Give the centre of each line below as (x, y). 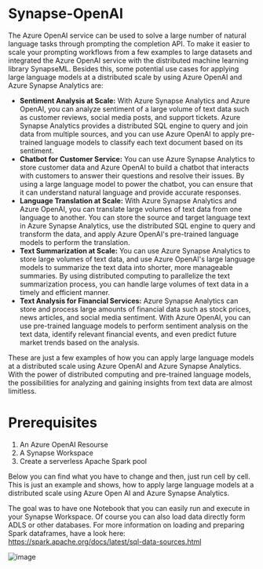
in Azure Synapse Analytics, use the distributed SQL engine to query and (137, 225)
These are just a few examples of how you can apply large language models (131, 357)
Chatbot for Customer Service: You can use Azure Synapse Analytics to (137, 159)
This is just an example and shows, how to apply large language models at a (131, 484)
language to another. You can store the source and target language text (135, 217)
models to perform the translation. (75, 242)
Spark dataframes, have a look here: (67, 533)
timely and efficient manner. (65, 292)
